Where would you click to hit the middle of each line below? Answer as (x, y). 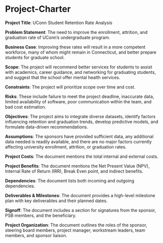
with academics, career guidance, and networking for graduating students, (81, 72)
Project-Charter (38, 9)
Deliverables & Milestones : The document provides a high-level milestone (80, 195)
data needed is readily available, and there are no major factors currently (78, 142)
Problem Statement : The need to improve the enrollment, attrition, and (76, 32)
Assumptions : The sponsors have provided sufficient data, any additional (79, 136)
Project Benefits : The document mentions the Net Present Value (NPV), (77, 166)
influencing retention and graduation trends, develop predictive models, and (82, 121)
